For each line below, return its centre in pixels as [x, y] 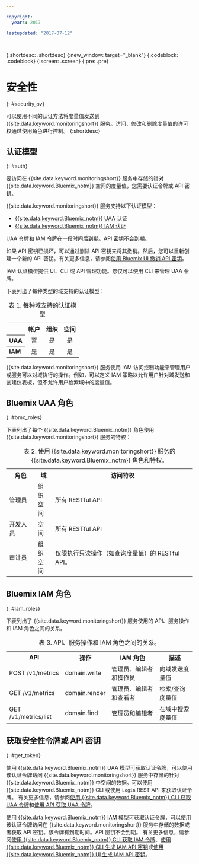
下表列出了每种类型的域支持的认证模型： [55, 291]
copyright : [20, 17]
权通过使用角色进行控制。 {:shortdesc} [53, 131]
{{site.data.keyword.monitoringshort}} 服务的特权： [69, 437]
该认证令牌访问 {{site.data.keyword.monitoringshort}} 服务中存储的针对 [93, 775]
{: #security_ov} [25, 104]
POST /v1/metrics [34, 672]
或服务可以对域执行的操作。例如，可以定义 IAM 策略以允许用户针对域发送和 [98, 375]
